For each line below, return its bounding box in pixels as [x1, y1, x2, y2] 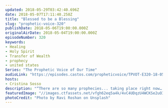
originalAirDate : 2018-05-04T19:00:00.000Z [5, 30, 97, 35]
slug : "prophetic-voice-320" [5, 21, 66, 26]
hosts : [5, 77, 19, 82]
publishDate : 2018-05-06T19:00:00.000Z [5, 26, 88, 31]
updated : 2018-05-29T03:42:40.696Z [5, 7, 79, 12]
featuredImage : [5, 91, 37, 96]
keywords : [5, 40, 26, 45]
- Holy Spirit [5, 49, 35, 54]
